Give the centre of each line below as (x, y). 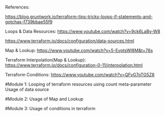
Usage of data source (27, 89)
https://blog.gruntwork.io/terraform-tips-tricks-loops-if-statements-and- (79, 16)
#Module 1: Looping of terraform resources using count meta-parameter (78, 84)
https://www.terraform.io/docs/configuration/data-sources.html (70, 41)
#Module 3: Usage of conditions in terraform (50, 108)
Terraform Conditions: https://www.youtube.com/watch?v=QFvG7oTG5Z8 (80, 75)
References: (17, 7)
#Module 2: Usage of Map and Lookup (44, 99)
